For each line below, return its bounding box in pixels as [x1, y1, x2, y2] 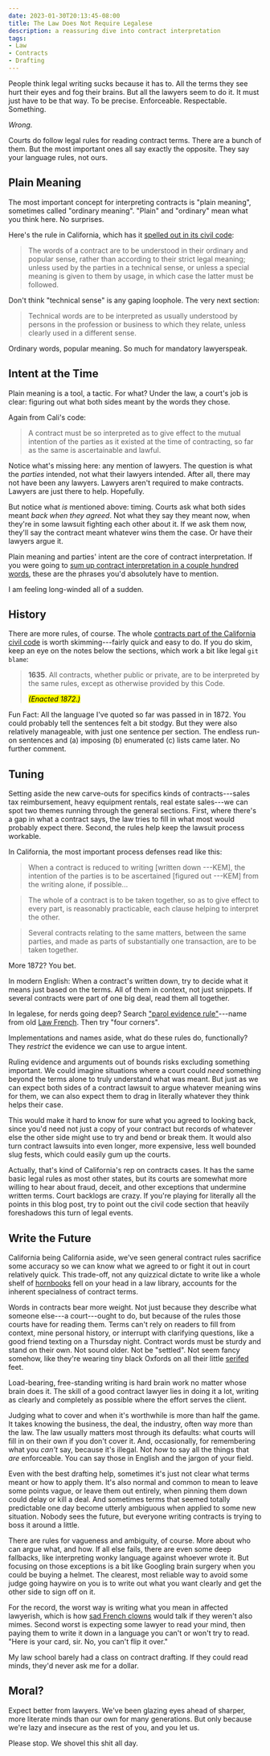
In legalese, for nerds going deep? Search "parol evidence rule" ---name [8, 1009, 247, 1018]
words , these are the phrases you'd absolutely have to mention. [8, 569, 219, 578]
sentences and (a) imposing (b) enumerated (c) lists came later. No [18, 735, 240, 745]
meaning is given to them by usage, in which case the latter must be [27, 271, 254, 281]
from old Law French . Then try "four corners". [8, 1018, 160, 1027]
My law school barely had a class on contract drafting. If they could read [8, 1652, 248, 1662]
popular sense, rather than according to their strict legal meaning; [27, 254, 246, 264]
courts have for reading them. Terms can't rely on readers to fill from [8, 1319, 235, 1329]
